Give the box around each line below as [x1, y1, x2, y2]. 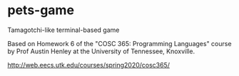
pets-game [7, 2, 75, 18]
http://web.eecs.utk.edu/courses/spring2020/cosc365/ [7, 60, 170, 69]
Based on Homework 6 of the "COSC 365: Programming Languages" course [7, 39, 232, 48]
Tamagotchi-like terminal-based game [7, 26, 120, 34]
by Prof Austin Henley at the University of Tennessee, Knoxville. [7, 47, 195, 55]
